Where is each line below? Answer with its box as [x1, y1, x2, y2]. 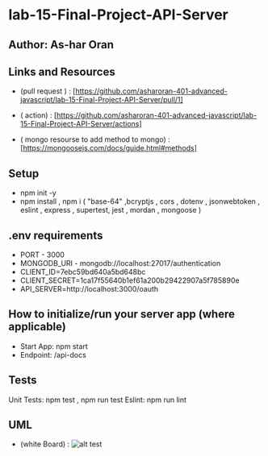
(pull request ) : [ [19, 86, 76, 96]
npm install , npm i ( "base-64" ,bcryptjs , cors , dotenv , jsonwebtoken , [19, 197, 261, 206]
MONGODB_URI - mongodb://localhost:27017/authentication [19, 259, 221, 268]
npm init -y [19, 188, 57, 198]
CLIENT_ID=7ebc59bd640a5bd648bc [19, 267, 146, 277]
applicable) [8, 320, 66, 334]
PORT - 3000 [19, 250, 65, 259]
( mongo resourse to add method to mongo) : [19, 135, 171, 144]
